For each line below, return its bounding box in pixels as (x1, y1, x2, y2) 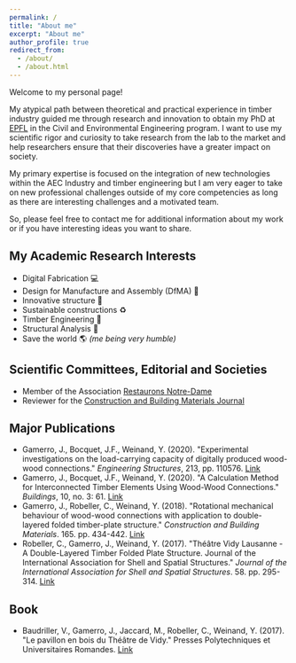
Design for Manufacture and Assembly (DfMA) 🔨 (21, 285, 199, 296)
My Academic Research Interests (9, 249, 197, 264)
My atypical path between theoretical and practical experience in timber (9, 104, 272, 114)
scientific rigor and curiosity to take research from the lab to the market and (9, 132, 286, 143)
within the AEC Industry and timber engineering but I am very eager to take (9, 177, 284, 188)
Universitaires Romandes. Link (21, 644, 134, 655)
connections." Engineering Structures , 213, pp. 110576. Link (44, 463, 261, 474)
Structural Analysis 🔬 (21, 323, 99, 333)
